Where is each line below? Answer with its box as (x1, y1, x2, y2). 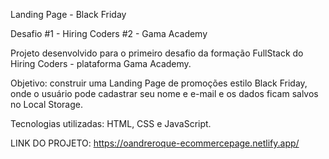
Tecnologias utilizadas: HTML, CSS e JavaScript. (10, 118, 212, 129)
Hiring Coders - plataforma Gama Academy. (10, 58, 192, 69)
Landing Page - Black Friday (10, 9, 127, 20)
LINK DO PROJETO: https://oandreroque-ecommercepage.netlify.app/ (10, 137, 300, 149)
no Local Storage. (10, 99, 83, 110)
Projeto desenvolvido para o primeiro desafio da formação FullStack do (10, 47, 304, 59)
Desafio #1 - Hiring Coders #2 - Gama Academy (10, 28, 208, 39)
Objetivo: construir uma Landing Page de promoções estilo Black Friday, (10, 77, 308, 89)
